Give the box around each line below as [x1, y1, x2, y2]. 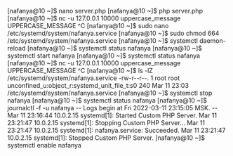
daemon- [199, 37, 226, 45]
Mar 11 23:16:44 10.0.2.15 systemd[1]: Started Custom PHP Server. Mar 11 [7, 111, 218, 119]
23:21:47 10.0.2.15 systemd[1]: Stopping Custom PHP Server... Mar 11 [7, 119, 206, 126]
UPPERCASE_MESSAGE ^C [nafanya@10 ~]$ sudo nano [7, 22, 169, 30]
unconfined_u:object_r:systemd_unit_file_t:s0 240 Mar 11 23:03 [7, 82, 189, 89]
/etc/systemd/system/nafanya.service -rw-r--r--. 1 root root [7, 74, 180, 82]
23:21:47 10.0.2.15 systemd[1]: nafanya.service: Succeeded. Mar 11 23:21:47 [7, 126, 226, 134]
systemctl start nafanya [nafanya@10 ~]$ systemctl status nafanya [7, 51, 201, 60]
